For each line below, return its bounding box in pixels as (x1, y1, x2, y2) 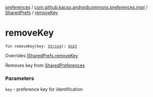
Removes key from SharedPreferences (5, 62, 85, 68)
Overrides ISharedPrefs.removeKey (5, 52, 78, 58)
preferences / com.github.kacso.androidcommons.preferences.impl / (5, 5, 148, 10)
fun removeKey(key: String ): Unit (5, 44, 78, 49)
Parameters (5, 75, 34, 82)
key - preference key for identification (5, 86, 83, 92)
